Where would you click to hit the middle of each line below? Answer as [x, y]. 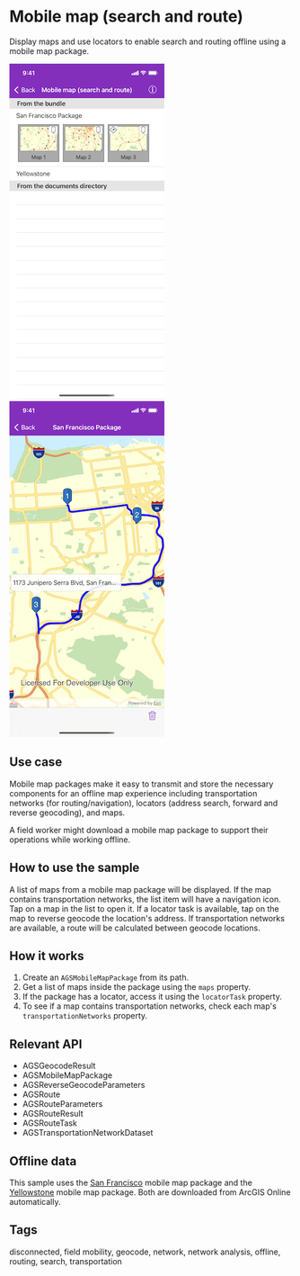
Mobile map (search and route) [127, 17]
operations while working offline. [70, 840]
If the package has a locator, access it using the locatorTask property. [152, 997]
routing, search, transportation [66, 1261]
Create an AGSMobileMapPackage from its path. [106, 977]
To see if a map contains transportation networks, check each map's [149, 1006]
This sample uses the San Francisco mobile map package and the [131, 1182]
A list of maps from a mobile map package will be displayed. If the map [141, 889]
